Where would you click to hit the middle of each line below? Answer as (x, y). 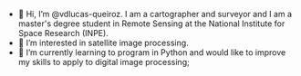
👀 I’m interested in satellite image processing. (103, 43)
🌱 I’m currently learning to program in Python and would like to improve (152, 52)
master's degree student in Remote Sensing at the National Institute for (151, 24)
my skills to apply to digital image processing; (104, 62)
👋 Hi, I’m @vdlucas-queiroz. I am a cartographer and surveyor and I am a (155, 14)
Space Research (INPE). (63, 33)
